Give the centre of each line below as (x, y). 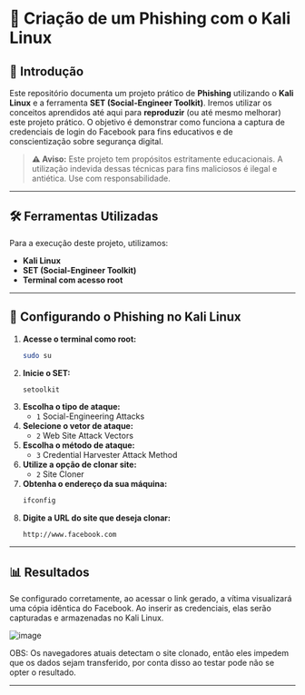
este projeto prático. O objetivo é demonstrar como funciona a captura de (148, 122)
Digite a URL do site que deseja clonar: (96, 518)
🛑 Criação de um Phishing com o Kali (150, 19)
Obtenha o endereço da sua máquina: (95, 484)
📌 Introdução (47, 71)
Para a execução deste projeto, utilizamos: (89, 243)
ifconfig (39, 501)
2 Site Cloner (60, 474)
